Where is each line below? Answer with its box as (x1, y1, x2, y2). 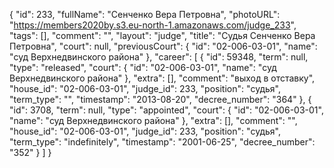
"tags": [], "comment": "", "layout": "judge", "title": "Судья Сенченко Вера (9, 30, 316, 41)
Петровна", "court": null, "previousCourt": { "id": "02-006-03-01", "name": (9, 40, 318, 52)
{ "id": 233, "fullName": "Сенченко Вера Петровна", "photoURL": (9, 9, 281, 20)
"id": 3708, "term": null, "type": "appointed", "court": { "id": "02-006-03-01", (9, 104, 324, 116)
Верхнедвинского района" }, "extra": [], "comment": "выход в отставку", (9, 72, 316, 84)
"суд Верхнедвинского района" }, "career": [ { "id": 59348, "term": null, (9, 51, 309, 63)
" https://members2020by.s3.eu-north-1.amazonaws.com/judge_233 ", (9, 19, 297, 31)
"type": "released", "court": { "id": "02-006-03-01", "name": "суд (9, 62, 277, 73)
